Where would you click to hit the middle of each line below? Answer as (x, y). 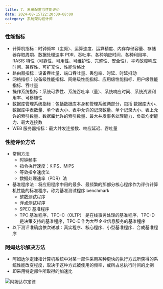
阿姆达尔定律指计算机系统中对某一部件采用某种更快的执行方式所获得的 (83, 259)
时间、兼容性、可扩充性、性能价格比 (49, 67)
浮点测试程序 (32, 203)
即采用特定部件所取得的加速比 (42, 271)
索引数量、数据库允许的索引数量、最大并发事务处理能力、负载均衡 (87, 116)
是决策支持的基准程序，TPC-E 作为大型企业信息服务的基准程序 (82, 221)
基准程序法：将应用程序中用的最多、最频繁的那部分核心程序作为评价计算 (85, 184)
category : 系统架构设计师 (29, 19)
